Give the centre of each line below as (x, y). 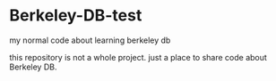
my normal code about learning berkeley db (90, 40)
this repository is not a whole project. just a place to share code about (138, 57)
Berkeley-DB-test (76, 16)
